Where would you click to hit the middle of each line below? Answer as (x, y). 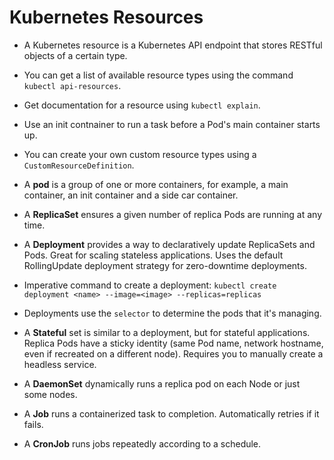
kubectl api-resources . (72, 85)
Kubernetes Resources (106, 17)
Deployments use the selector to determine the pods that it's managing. (172, 313)
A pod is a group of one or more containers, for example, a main (156, 184)
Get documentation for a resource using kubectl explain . (142, 105)
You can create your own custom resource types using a (140, 154)
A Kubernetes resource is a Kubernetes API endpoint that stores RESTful (173, 45)
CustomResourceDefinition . (79, 165)
